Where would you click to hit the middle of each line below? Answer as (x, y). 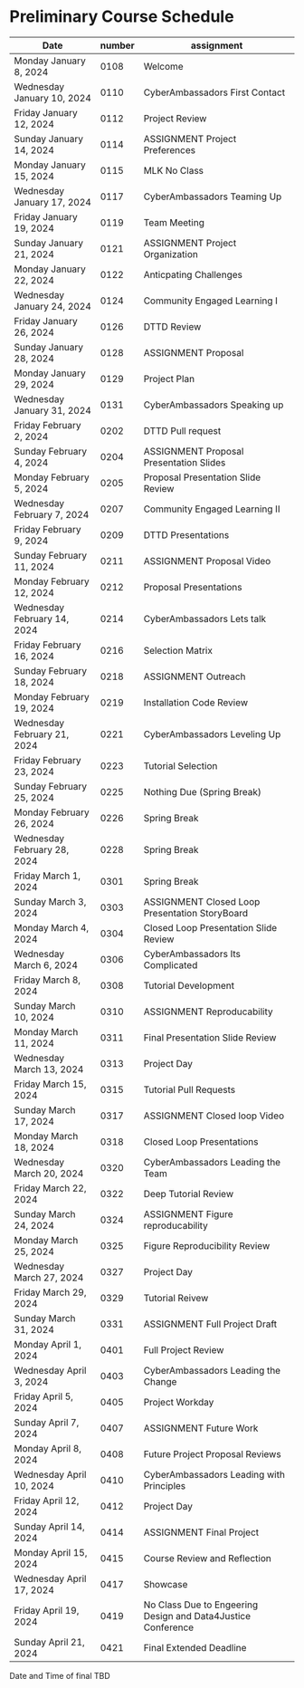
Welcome (163, 66)
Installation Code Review (196, 702)
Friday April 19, (47, 1610)
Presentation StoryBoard (196, 913)
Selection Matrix (178, 650)
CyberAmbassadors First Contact (214, 92)
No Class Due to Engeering (201, 1605)
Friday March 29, (51, 1292)
